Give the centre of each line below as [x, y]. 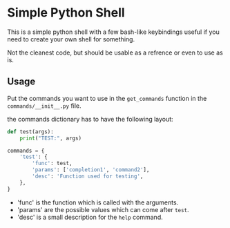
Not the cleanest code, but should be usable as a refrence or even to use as [115, 53]
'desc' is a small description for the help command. [90, 217]
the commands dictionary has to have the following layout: [90, 119]
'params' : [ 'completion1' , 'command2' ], [91, 170]
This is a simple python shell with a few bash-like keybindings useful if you [113, 32]
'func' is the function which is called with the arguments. [98, 202]
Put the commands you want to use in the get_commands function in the [107, 98]
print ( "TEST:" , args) [50, 138]
